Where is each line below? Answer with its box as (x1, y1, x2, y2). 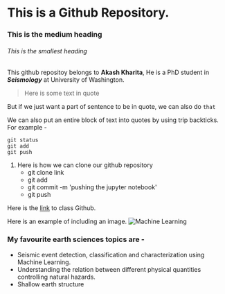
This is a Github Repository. (7, 5, 170, 21)
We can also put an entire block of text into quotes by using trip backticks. (7, 116, 219, 124)
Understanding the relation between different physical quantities (17, 265, 201, 273)
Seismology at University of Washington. (7, 76, 125, 84)
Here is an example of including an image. (7, 217, 127, 226)
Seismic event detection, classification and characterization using (17, 250, 205, 259)
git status (7, 137, 39, 144)
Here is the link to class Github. (7, 204, 96, 212)
